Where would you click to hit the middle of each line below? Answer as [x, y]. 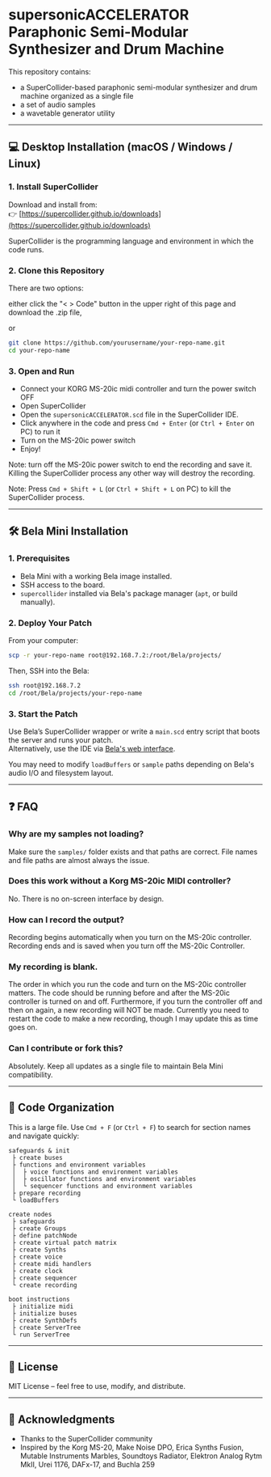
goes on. [23, 1027]
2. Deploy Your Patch [50, 623]
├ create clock [37, 1271]
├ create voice [37, 1257]
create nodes [30, 1214]
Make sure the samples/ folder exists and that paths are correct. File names [133, 852]
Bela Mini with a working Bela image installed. [96, 576]
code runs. [26, 249]
